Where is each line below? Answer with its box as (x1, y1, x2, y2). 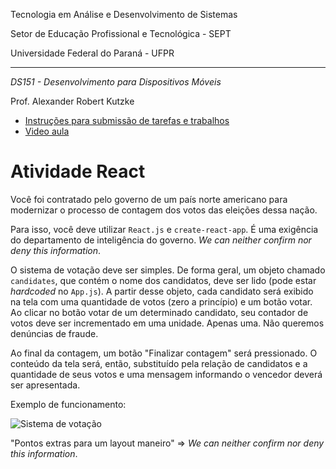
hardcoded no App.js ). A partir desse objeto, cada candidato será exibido (10, 285, 314, 297)
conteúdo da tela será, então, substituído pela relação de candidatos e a (10, 357, 308, 369)
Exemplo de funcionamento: (10, 398, 127, 410)
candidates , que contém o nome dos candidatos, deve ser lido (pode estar (10, 274, 317, 286)
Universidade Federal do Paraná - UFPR (10, 47, 175, 59)
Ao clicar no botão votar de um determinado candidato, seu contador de (10, 306, 309, 318)
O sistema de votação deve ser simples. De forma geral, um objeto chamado (10, 264, 326, 276)
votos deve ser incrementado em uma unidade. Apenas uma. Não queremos (10, 317, 325, 329)
